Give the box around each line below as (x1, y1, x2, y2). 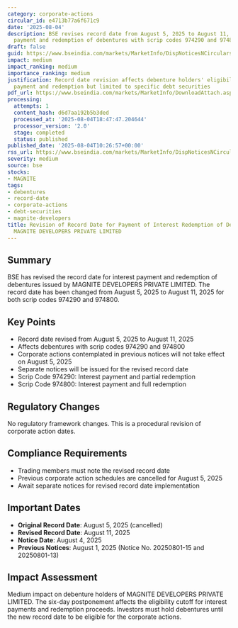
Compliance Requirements (7, 447, 127, 459)
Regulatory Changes (7, 400, 101, 413)
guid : (7, 50, 23, 57)
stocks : (7, 168, 30, 176)
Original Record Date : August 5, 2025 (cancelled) (17, 520, 163, 529)
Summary (7, 254, 52, 266)
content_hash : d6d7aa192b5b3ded (13, 109, 110, 116)
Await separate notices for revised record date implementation (17, 481, 200, 490)
